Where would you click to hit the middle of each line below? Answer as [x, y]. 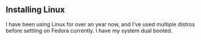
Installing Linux [35, 10]
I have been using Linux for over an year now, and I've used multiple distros [100, 24]
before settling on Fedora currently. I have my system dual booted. [89, 30]
